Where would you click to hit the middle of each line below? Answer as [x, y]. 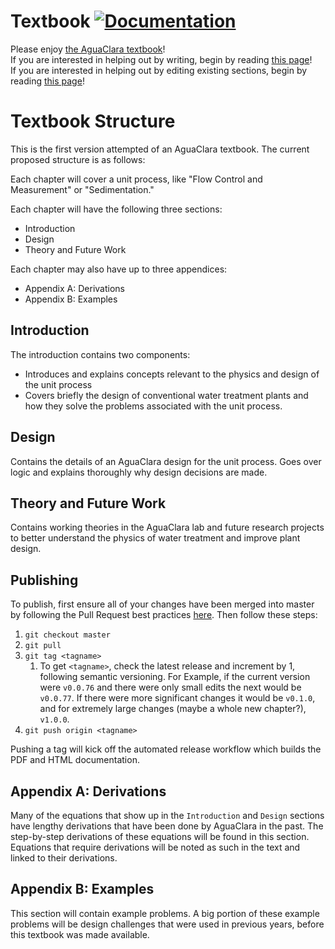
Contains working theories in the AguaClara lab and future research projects [167, 527]
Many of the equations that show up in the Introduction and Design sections [167, 815]
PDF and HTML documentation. [75, 760]
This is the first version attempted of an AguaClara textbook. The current [160, 149]
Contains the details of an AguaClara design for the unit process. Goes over [166, 461]
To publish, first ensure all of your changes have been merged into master [162, 604]
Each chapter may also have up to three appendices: [119, 269]
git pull [43, 646]
